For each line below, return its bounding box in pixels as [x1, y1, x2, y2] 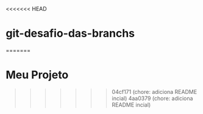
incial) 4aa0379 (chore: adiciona [112, 94, 193, 102]
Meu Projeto [5, 68, 69, 82]
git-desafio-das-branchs [5, 27, 135, 40]
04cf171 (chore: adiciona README [112, 88, 198, 95]
